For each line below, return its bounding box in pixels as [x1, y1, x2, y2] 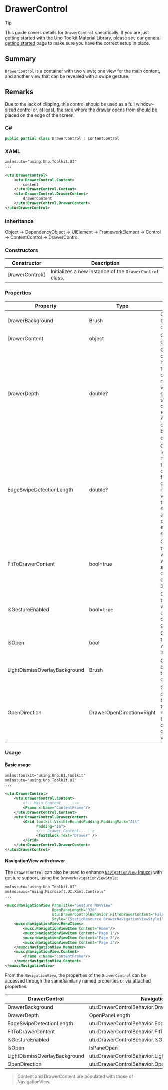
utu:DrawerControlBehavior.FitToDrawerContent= [52, 912, 153, 917]
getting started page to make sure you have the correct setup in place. [5, 40, 150, 46]
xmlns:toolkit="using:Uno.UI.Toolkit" [5, 773, 86, 778]
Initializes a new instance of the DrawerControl [50, 268, 159, 275]
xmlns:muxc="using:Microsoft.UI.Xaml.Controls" [5, 889, 106, 894]
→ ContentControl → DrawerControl [5, 234, 79, 240]
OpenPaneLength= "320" [52, 907, 97, 912]
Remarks [5, 88, 34, 96]
